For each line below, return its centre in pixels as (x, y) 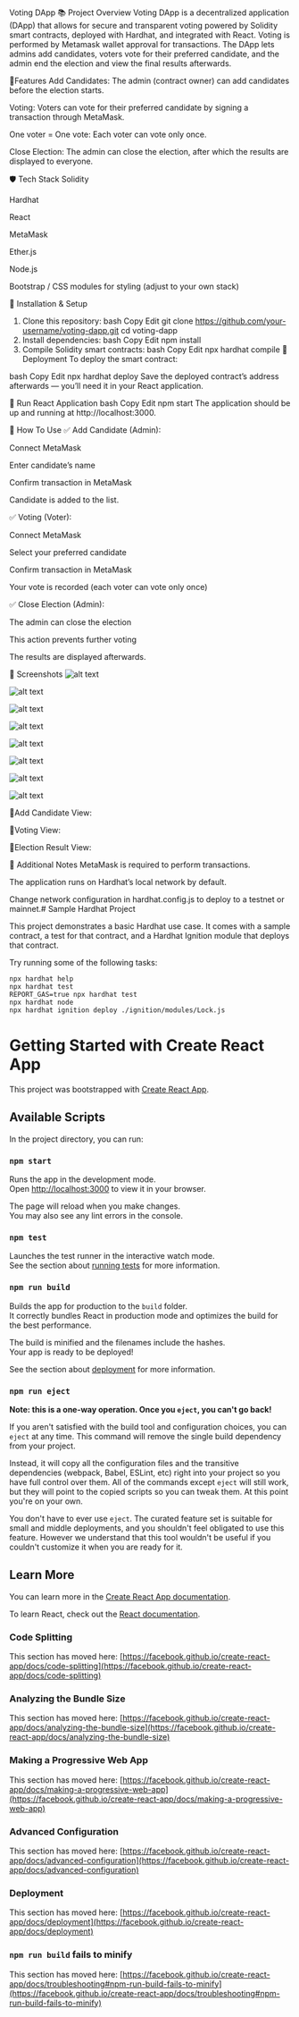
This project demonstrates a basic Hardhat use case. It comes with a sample (150, 926)
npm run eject (40, 1391)
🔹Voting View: (35, 830)
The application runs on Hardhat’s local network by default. (118, 882)
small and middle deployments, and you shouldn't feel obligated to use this (147, 1528)
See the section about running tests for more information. (115, 1266)
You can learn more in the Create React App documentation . (120, 1596)
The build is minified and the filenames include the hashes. (117, 1342)
